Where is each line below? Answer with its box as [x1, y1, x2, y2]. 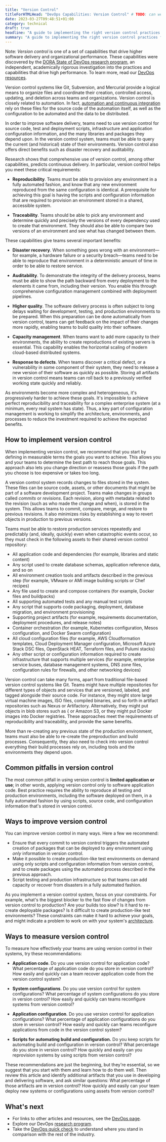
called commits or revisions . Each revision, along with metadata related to [5, 495, 155, 501]
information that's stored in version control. [5, 803, 93, 809]
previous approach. [12, 872, 52, 878]
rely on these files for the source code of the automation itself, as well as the [5, 105, 161, 111]
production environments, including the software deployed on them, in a [5, 793, 152, 798]
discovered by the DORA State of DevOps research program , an [5, 59, 135, 65]
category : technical [5, 21, 48, 26]
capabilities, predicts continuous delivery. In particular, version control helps [5, 161, 161, 167]
